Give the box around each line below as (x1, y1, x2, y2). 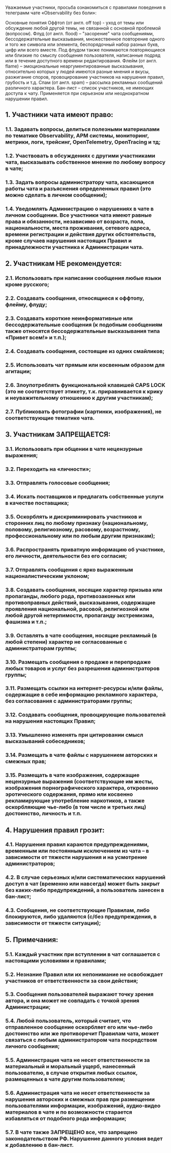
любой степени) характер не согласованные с (5, 638, 128, 645)
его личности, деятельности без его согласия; (5, 552, 127, 559)
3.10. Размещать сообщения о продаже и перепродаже (5, 658, 151, 665)
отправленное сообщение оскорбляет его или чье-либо (5, 1024, 153, 1031)
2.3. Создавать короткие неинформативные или (5, 315, 133, 322)
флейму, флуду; (5, 301, 47, 308)
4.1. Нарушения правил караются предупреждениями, (5, 841, 149, 848)
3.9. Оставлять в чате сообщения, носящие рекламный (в (5, 632, 157, 639)
